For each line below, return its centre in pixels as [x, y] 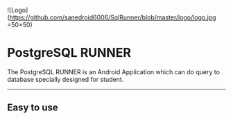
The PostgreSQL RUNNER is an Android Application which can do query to [114, 71]
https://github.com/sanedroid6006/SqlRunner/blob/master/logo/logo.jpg [113, 17]
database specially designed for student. [66, 79]
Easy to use [33, 108]
